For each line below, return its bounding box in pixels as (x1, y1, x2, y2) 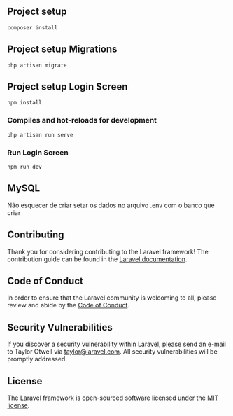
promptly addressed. (7, 355, 68, 363)
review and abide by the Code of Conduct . (7, 301, 129, 310)
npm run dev (7, 164, 42, 171)
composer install (7, 24, 58, 31)
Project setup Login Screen (7, 81, 128, 93)
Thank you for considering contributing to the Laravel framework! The (7, 247, 209, 256)
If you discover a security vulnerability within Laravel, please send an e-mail (7, 340, 226, 349)
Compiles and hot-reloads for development (7, 116, 157, 125)
